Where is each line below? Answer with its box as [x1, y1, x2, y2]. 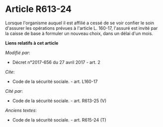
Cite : [5, 68, 15, 75]
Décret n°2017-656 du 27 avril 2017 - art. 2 [12, 59, 101, 65]
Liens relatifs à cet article [5, 40, 59, 46]
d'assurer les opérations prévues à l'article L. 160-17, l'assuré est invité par [5, 25, 158, 31]
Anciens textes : [5, 107, 37, 113]
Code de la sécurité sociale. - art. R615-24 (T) [12, 117, 107, 123]
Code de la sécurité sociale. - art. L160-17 [12, 78, 98, 84]
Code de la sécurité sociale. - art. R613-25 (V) [12, 98, 107, 104]
